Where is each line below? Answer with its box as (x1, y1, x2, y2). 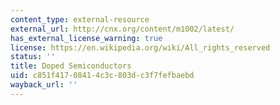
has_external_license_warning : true (10, 33, 163, 43)
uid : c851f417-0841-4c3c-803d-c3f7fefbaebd (10, 71, 195, 81)
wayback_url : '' (10, 80, 78, 90)
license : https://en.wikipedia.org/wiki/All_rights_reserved (10, 42, 271, 53)
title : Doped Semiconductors (10, 61, 132, 71)
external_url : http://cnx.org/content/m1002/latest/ (10, 24, 235, 34)
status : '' (10, 52, 56, 62)
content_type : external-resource (10, 14, 150, 25)
